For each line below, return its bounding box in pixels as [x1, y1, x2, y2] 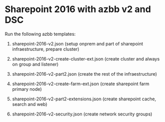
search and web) [12, 101, 48, 107]
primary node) [12, 86, 42, 92]
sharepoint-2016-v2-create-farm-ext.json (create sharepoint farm [12, 81, 150, 87]
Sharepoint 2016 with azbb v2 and [5, 4, 151, 15]
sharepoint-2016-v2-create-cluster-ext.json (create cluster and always [12, 55, 160, 62]
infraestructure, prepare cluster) [12, 46, 79, 52]
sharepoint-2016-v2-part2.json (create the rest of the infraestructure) [12, 71, 157, 77]
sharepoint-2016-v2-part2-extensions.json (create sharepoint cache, [12, 96, 156, 102]
